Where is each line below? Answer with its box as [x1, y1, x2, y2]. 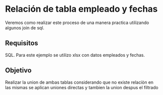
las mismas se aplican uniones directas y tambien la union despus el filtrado [5, 84, 159, 90]
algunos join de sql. [5, 24, 45, 30]
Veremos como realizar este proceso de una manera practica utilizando [5, 20, 149, 25]
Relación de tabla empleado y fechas [5, 3, 158, 15]
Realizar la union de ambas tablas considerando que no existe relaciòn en [5, 79, 154, 85]
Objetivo [5, 66, 32, 74]
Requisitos [5, 39, 38, 47]
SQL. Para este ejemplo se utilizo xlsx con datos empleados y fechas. [5, 52, 145, 58]
